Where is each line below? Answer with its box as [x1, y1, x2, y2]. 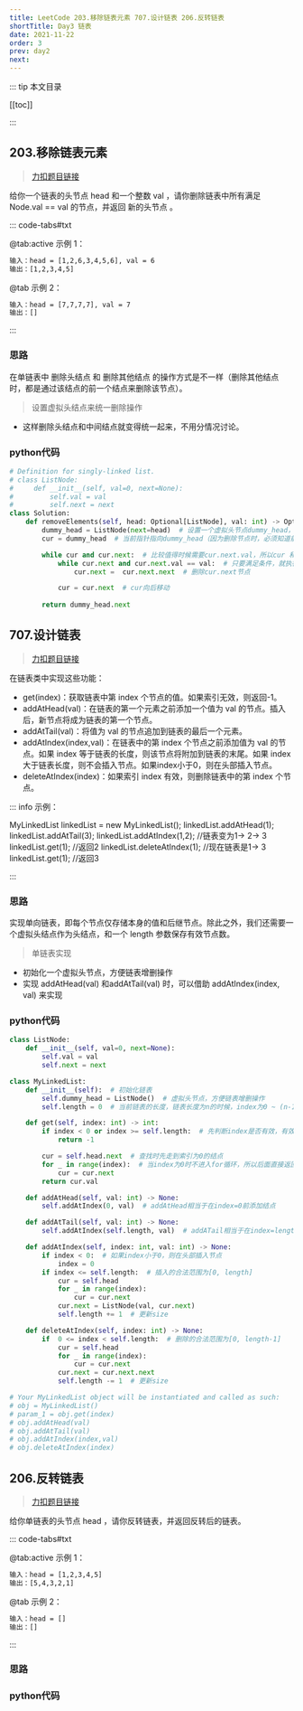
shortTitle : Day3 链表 [9, 22, 92, 31]
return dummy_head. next [41, 600, 131, 610]
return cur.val [41, 1177, 99, 1186]
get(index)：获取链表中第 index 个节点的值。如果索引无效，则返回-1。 [22, 691, 282, 702]
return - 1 [57, 1135, 95, 1144]
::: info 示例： [9, 801, 59, 812]
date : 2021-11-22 [9, 30, 75, 39]
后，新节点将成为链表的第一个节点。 [22, 714, 158, 725]
